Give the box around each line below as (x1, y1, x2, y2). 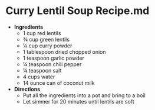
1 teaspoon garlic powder (22, 54, 85, 61)
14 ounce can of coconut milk (22, 79, 95, 86)
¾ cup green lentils (22, 36, 70, 43)
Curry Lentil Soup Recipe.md (5, 4, 150, 18)
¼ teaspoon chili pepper (22, 60, 82, 68)
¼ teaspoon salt (22, 67, 62, 74)
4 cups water (22, 73, 55, 80)
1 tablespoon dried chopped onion (22, 48, 107, 55)
